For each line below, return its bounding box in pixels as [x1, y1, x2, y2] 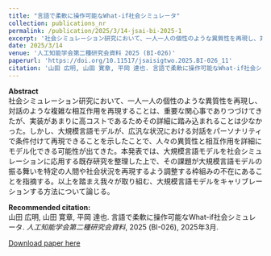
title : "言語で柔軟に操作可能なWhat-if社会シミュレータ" [8, 11, 181, 20]
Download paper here [8, 238, 81, 248]
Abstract [8, 86, 39, 96]
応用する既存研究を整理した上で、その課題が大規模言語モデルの [50, 156, 263, 166]
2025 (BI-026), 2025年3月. [128, 222, 219, 232]
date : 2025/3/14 [8, 42, 63, 50]
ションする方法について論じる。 [8, 186, 115, 196]
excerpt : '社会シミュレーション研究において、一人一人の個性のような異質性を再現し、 [8, 34, 261, 43]
